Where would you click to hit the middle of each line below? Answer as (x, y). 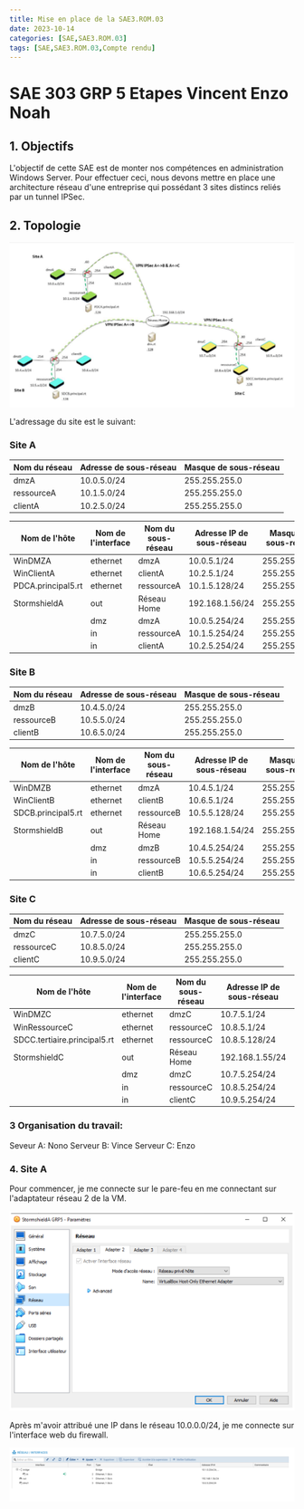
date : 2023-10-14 (42, 29)
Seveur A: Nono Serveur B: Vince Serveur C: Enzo (103, 1145)
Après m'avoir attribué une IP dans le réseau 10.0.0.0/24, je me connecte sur (152, 1425)
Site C (23, 899)
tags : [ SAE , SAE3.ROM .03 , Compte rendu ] (82, 48)
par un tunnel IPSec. (47, 197)
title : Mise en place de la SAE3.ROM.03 (87, 19)
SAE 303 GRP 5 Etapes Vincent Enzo (149, 94)
